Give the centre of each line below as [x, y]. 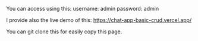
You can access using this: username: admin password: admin [83, 9]
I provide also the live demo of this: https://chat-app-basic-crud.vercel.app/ [99, 20]
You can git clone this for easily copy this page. [64, 31]
